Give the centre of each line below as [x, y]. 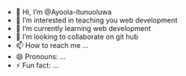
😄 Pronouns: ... [41, 57]
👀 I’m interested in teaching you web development [97, 20]
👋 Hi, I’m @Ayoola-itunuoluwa [64, 12]
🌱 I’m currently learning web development [83, 28]
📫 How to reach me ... [52, 45]
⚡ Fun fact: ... [37, 65]
